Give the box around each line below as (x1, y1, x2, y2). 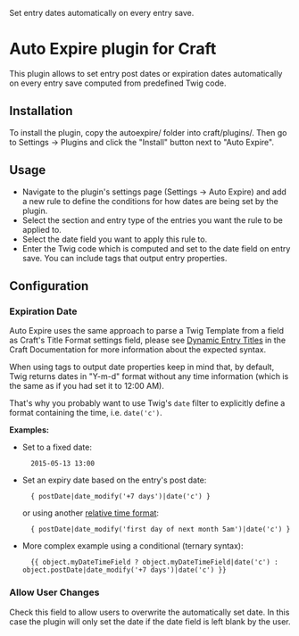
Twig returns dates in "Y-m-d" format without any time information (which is (9, 371, 289, 382)
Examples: (9, 425, 49, 435)
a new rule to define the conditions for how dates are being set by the (21, 195, 278, 206)
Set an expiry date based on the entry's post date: (21, 475, 207, 485)
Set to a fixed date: (21, 442, 92, 453)
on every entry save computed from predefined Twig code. (9, 78, 227, 88)
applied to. (21, 224, 62, 235)
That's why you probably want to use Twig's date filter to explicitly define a (9, 398, 286, 409)
